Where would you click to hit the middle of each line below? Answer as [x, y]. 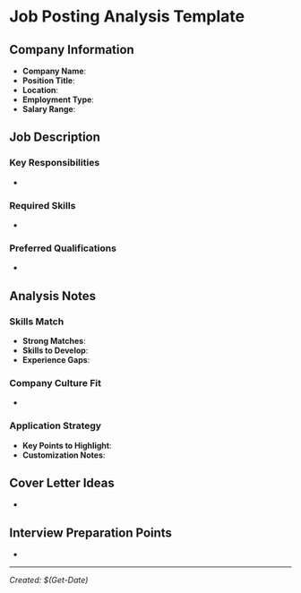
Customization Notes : [64, 455]
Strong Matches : [54, 340]
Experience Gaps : [56, 359]
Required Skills [43, 205]
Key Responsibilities [55, 163]
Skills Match [37, 322]
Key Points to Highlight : [67, 445]
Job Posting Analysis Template [127, 17]
